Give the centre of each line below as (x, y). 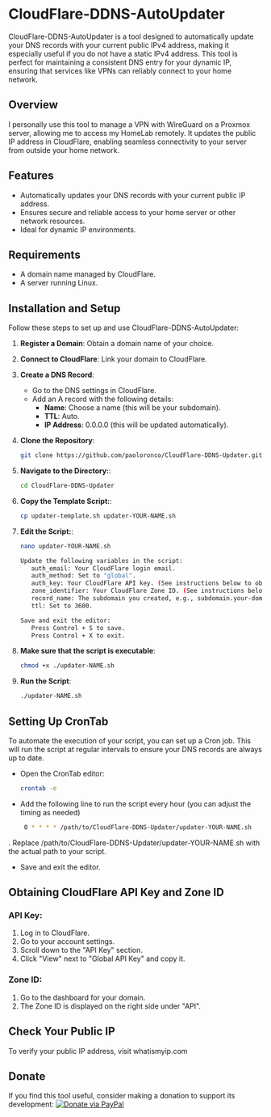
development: (31, 1104)
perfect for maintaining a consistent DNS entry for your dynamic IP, (120, 62)
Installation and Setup (65, 308)
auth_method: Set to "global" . (83, 576)
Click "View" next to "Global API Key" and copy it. (102, 958)
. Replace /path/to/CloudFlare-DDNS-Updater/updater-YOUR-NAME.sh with (134, 843)
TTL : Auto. (62, 417)
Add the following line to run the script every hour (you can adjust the (135, 804)
